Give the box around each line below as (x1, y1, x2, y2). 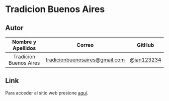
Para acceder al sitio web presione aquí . (5, 89, 89, 96)
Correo (76, 42, 94, 48)
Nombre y (12, 39, 37, 45)
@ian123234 (129, 56, 161, 63)
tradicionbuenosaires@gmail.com (45, 56, 125, 63)
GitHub (136, 42, 154, 48)
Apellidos (12, 45, 36, 51)
